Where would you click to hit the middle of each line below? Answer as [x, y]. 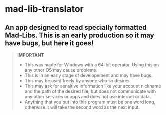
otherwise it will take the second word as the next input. [82, 107]
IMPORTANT [31, 55]
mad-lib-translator [44, 9]
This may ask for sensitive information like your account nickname [93, 86]
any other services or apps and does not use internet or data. [88, 97]
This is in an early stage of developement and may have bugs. [89, 75]
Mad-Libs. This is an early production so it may [80, 35]
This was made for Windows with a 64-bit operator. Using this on [92, 65]
